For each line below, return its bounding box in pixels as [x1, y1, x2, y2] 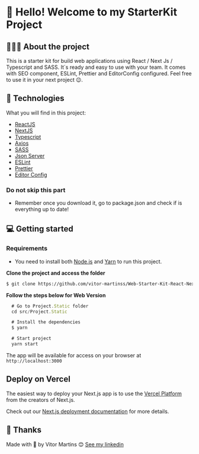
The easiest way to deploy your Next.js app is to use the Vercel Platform [6, 390, 182, 397]
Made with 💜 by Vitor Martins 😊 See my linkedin [6, 440, 124, 447]
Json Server [14, 152, 45, 159]
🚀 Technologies [6, 93, 65, 103]
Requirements [6, 245, 48, 253]
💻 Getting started [6, 224, 73, 234]
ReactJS [14, 120, 36, 128]
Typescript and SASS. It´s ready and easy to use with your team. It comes [6, 64, 186, 71]
